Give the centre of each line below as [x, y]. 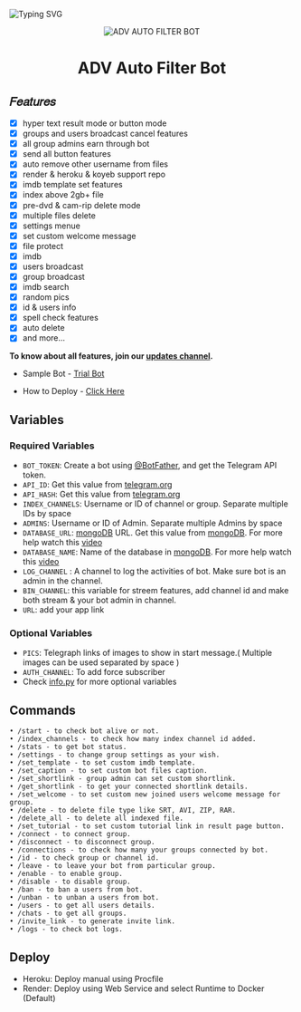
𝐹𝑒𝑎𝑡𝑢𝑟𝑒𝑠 [33, 101]
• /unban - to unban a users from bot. [85, 898]
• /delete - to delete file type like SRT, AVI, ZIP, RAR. [123, 811]
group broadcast [54, 276]
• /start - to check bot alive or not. [85, 731]
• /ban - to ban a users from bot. [76, 890]
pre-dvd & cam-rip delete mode [81, 205]
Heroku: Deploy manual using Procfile [93, 978]
